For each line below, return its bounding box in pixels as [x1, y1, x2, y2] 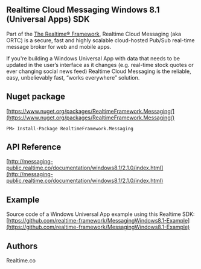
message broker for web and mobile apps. [6, 43, 112, 50]
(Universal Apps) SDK [6, 14, 90, 25]
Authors [6, 241, 38, 251]
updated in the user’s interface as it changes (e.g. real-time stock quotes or [6, 61, 194, 68]
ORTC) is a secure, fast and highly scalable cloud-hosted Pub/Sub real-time [6, 36, 195, 44]
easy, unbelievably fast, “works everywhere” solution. [6, 74, 140, 81]
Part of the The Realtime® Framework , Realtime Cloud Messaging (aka [6, 30, 182, 37]
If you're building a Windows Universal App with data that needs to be [6, 54, 180, 62]
